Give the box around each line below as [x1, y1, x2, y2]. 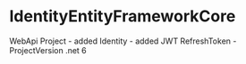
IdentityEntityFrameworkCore [9, 6, 236, 27]
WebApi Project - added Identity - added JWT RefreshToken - [9, 36, 237, 46]
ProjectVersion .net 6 [9, 44, 87, 55]
